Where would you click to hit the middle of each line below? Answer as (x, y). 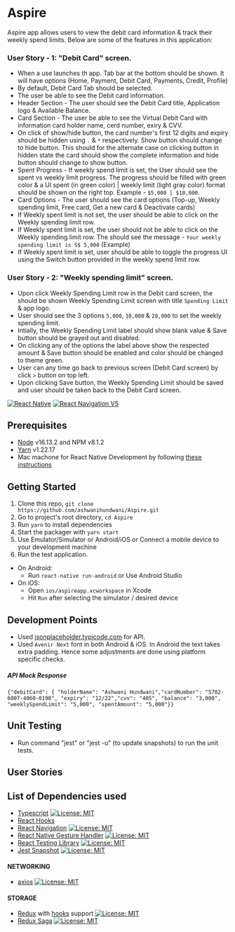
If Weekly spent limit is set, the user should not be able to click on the (118, 230)
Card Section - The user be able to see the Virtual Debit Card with (113, 118)
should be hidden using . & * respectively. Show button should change (120, 140)
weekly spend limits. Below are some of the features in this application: (110, 39)
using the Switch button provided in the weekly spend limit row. (109, 259)
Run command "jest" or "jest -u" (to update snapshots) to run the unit (118, 743)
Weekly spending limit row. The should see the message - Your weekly (119, 237)
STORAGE (22, 898)
